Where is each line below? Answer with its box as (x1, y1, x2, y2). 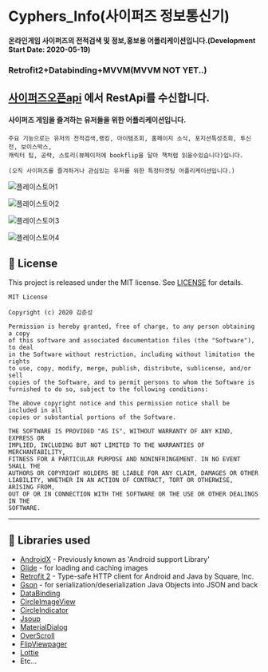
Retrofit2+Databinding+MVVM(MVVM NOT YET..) (8, 65, 207, 76)
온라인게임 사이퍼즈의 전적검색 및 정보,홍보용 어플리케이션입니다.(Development (8, 35, 256, 45)
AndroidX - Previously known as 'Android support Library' (19, 554, 210, 563)
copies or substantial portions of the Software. (8, 413, 177, 421)
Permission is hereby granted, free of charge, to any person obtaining (8, 322, 255, 331)
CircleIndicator (19, 605, 69, 615)
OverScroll (19, 630, 55, 640)
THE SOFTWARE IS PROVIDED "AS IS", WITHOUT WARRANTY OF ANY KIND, (8, 428, 234, 436)
